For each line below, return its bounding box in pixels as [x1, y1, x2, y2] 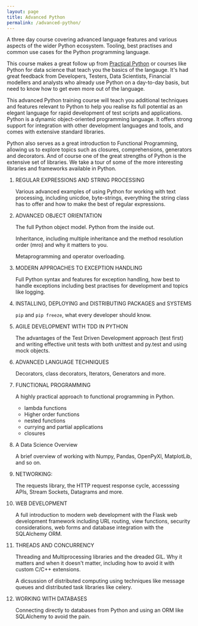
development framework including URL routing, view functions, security [15, 517, 191, 525]
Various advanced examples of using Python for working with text [15, 188, 176, 195]
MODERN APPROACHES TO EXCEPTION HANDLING [15, 265, 142, 272]
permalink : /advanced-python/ [7, 20, 82, 26]
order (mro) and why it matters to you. [15, 241, 108, 249]
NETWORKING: [15, 471, 53, 478]
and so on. [15, 459, 41, 466]
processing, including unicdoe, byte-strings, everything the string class [15, 194, 190, 202]
